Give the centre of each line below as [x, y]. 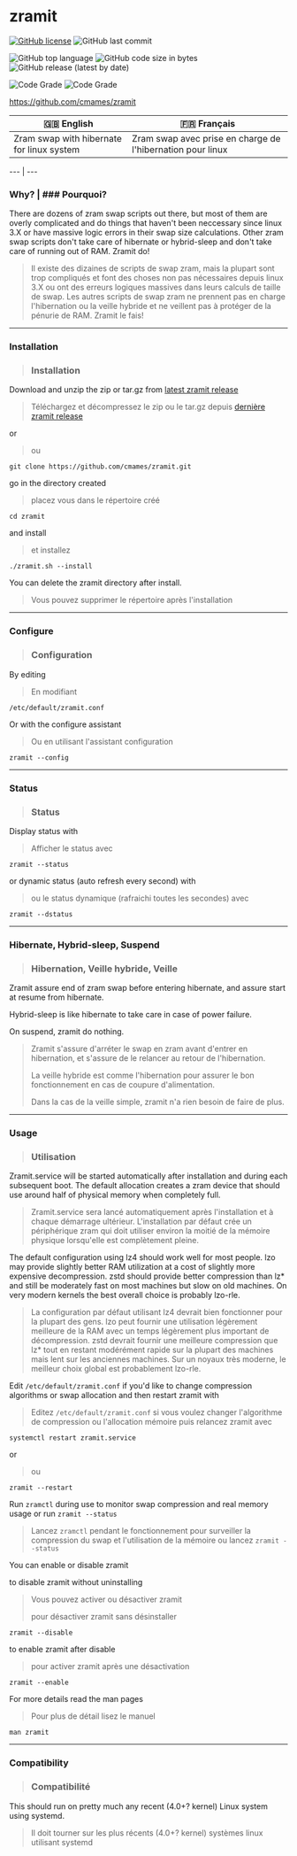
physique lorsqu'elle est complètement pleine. [115, 1241]
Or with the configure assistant [65, 724]
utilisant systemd [61, 1842]
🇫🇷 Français [208, 123]
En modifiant [54, 692]
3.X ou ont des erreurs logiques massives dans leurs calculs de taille [156, 287]
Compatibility [39, 1763]
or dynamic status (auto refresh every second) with [103, 881]
